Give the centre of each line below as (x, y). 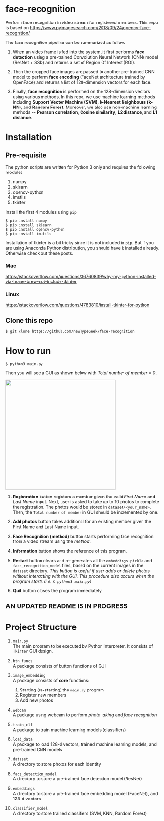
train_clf (23, 725)
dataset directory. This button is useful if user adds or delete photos (81, 571)
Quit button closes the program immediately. (58, 591)
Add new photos (36, 700)
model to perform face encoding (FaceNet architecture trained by (79, 77)
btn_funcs (23, 661)
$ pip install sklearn (29, 225)
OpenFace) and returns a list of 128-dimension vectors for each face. (82, 82)
